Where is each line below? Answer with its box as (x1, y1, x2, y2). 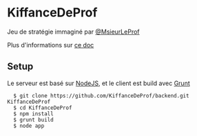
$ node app (13, 122, 45, 129)
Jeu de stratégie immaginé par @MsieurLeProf (7, 27, 140, 36)
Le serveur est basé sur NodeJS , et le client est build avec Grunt (7, 79, 191, 87)
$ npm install (13, 110, 54, 117)
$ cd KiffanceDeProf (13, 104, 72, 111)
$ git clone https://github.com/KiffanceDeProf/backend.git (13, 92, 189, 99)
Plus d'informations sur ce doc (7, 41, 94, 49)
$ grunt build (13, 116, 54, 123)
